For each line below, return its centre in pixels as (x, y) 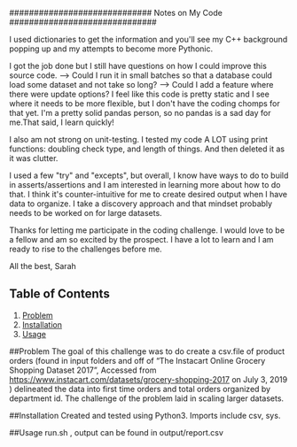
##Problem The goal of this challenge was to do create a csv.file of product (147, 351)
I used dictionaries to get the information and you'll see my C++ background (148, 39)
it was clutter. (34, 158)
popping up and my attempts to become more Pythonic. (111, 49)
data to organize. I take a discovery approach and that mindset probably (141, 204)
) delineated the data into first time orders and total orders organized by (140, 389)
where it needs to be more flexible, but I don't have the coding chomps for (145, 104)
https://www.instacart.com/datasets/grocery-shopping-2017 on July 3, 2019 (148, 379)
